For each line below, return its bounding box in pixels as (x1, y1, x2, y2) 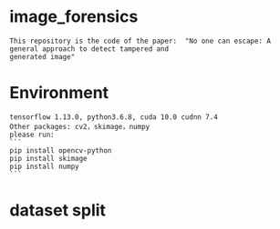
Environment (9, 83, 109, 104)
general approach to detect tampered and (9, 44, 170, 54)
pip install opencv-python (9, 145, 112, 155)
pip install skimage (9, 154, 88, 163)
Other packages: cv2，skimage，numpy (9, 122, 150, 131)
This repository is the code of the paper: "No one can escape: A (9, 36, 272, 45)
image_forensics (9, 6, 139, 27)
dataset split (9, 200, 107, 221)
